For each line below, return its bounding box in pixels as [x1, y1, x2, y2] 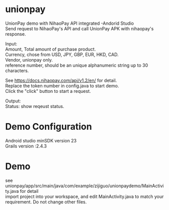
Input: [5, 40, 18, 46]
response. [5, 31, 26, 37]
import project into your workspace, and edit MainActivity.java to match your [5, 193, 164, 199]
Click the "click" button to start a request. [5, 88, 91, 94]
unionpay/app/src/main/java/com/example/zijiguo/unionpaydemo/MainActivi [5, 183, 164, 189]
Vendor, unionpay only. [5, 57, 53, 63]
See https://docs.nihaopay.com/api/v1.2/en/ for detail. [5, 77, 117, 83]
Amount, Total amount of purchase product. [5, 46, 96, 52]
